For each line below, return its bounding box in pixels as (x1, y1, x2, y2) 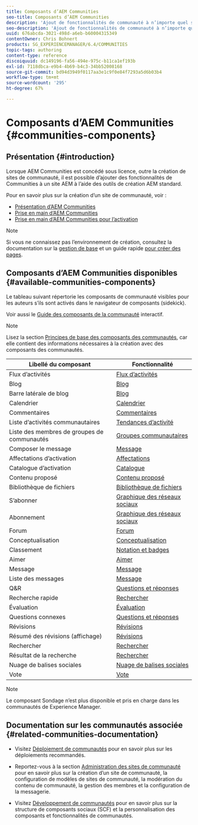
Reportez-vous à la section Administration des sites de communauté (14, 762, 181, 770)
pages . (6, 251, 23, 258)
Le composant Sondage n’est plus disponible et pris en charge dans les (6, 697, 180, 704)
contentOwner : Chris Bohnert (6, 36, 78, 42)
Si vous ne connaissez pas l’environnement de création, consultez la (6, 238, 172, 245)
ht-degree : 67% (6, 86, 44, 91)
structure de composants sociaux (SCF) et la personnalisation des (14, 806, 176, 813)
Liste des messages (9, 574, 64, 582)
